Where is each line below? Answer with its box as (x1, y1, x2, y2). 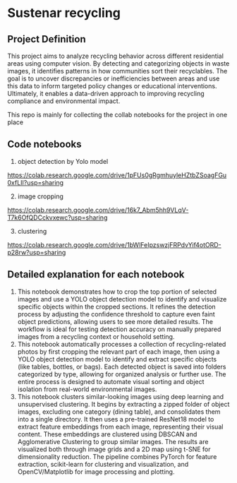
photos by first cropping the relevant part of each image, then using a (17, 347, 220, 356)
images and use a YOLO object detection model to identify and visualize (17, 294, 227, 303)
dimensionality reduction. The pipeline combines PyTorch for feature (17, 452, 217, 460)
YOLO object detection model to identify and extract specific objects (17, 354, 217, 363)
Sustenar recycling (7, 5, 121, 21)
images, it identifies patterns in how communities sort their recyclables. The (7, 67, 228, 75)
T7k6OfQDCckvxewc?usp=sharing (7, 213, 108, 222)
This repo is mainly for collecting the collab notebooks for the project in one (7, 111, 228, 119)
